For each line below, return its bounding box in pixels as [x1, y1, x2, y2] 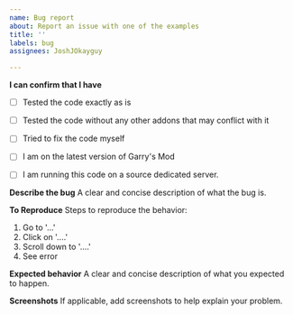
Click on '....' [22, 232, 69, 243]
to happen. [9, 278, 50, 289]
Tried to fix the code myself [22, 133, 125, 144]
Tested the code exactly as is [22, 97, 132, 108]
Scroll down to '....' [22, 241, 92, 253]
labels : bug [9, 38, 54, 48]
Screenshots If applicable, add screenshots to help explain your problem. [9, 295, 283, 307]
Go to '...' [22, 222, 56, 233]
